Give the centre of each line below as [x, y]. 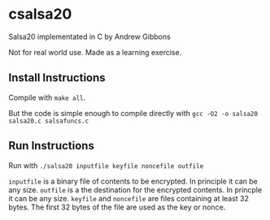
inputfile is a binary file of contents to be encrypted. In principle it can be [133, 181]
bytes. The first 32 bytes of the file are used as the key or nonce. [117, 207]
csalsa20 [40, 14]
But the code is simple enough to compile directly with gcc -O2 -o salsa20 [133, 113]
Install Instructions [57, 78]
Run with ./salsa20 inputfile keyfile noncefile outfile [106, 165]
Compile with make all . [47, 97]
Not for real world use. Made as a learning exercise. [95, 52]
